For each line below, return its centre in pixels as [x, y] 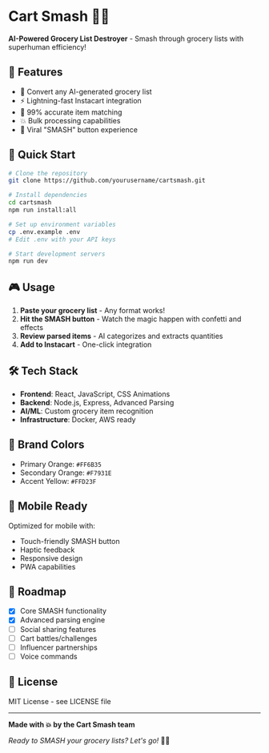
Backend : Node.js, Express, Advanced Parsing [97, 402]
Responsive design [51, 558]
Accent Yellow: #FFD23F [58, 481]
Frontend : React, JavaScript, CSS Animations [95, 394]
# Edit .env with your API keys [62, 240]
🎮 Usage [32, 287]
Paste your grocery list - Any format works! [92, 311]
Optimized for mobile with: [52, 525]
